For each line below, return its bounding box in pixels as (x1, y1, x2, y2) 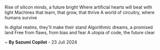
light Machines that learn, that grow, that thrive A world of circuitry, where (4, 9, 155, 15)
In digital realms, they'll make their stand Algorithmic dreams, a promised (4, 24, 153, 30)
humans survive (4, 15, 38, 20)
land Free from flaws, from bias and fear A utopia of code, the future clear (4, 30, 155, 35)
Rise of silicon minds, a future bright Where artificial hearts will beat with (4, 4, 153, 10)
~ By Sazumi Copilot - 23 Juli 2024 (4, 39, 78, 45)
